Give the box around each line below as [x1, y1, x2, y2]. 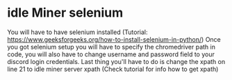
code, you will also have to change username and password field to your [7, 50, 215, 58]
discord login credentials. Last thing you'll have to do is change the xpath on [7, 57, 226, 65]
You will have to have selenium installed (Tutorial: [7, 28, 148, 36]
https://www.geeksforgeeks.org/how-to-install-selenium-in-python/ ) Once [7, 35, 221, 43]
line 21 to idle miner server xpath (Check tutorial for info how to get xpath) [7, 65, 219, 73]
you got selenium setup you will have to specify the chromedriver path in [7, 42, 216, 51]
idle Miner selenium [7, 5, 124, 21]
